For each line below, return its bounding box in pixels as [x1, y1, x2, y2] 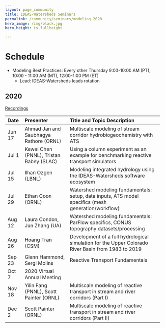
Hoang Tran [24, 236, 52, 243]
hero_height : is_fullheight [5, 26, 63, 31]
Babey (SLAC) [24, 158, 57, 165]
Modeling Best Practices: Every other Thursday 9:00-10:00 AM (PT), [12, 68, 151, 73]
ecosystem [69, 178, 95, 185]
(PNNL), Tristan [24, 151, 60, 158]
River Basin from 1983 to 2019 [69, 245, 142, 252]
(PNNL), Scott [24, 288, 57, 295]
